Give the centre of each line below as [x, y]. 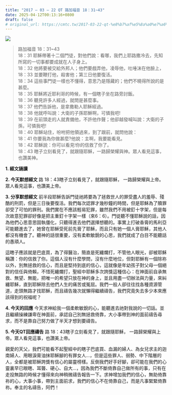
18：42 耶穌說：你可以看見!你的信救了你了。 [64, 145]
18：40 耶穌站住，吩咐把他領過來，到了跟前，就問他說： [77, 132]
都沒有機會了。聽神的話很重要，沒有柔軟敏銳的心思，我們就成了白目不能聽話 [86, 235]
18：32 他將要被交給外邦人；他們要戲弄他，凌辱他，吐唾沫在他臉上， [91, 68]
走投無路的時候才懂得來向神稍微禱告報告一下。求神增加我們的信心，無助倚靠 [86, 375]
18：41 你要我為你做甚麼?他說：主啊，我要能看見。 [71, 139]
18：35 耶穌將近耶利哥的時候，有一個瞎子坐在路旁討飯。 [77, 94]
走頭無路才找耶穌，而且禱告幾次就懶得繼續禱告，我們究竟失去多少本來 [88, 291]
